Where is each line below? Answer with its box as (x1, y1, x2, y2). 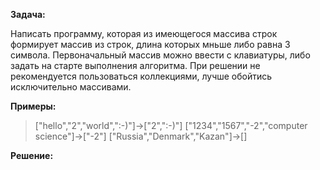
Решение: (10, 150, 54, 161)
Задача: (10, 9, 46, 20)
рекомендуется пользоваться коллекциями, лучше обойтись (10, 70, 273, 82)
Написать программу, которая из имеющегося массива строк (10, 28, 278, 39)
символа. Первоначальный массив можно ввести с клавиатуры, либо (10, 49, 311, 61)
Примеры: (10, 100, 57, 112)
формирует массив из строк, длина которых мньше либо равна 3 (10, 39, 291, 50)
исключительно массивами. (10, 81, 132, 93)
